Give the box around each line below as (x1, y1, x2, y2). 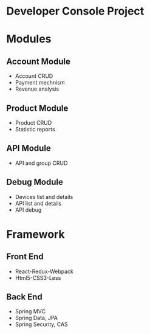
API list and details (15, 200, 62, 207)
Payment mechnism (15, 79, 65, 86)
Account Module (6, 56, 71, 66)
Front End (6, 251, 44, 262)
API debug (15, 206, 42, 214)
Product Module (6, 103, 69, 113)
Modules (6, 32, 52, 46)
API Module (6, 143, 52, 153)
